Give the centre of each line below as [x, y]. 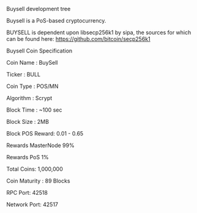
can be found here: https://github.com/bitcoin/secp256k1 [79, 39]
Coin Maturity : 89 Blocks [38, 181]
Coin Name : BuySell [32, 63]
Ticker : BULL [24, 74]
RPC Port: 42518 [27, 193]
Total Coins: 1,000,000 [35, 169]
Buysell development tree [39, 9]
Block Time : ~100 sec [34, 110]
